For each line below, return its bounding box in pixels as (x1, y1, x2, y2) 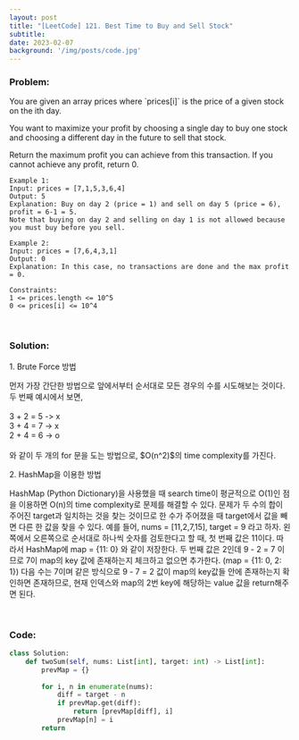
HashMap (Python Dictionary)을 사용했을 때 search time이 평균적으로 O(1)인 (9, 488, 281, 499)
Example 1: (9, 176, 50, 186)
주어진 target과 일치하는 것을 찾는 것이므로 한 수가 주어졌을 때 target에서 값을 (9, 510, 278, 521)
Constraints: (9, 286, 58, 295)
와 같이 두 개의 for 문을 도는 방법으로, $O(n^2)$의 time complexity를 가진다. (9, 450, 277, 460)
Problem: (9, 76, 50, 88)
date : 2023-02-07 (9, 38, 74, 47)
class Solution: (9, 649, 70, 658)
